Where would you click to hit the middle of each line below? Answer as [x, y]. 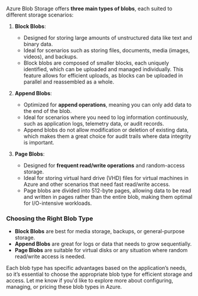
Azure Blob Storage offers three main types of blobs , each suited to [89, 9]
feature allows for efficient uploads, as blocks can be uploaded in [103, 75]
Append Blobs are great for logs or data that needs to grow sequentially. [103, 244]
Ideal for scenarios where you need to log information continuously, [106, 117]
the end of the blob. [48, 111]
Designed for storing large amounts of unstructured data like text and [108, 38]
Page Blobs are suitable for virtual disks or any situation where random [101, 250]
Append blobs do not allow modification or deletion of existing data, [106, 130]
